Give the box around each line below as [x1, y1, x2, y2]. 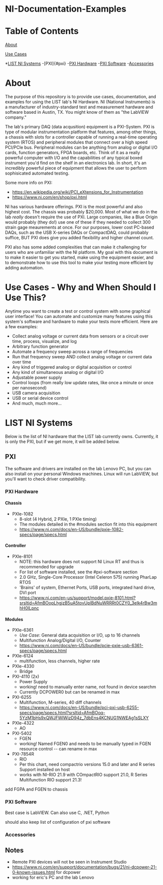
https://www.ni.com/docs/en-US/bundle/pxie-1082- [19, 526, 124, 532]
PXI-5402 [12, 730, 32, 736]
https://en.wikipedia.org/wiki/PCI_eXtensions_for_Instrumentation [12, 189, 144, 195]
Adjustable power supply [12, 374, 62, 380]
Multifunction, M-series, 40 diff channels [19, 699, 102, 706]
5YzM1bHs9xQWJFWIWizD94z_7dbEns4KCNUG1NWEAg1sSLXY [19, 715, 149, 721]
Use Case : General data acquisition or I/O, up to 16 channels [19, 632, 140, 638]
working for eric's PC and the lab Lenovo [12, 874, 94, 881]
